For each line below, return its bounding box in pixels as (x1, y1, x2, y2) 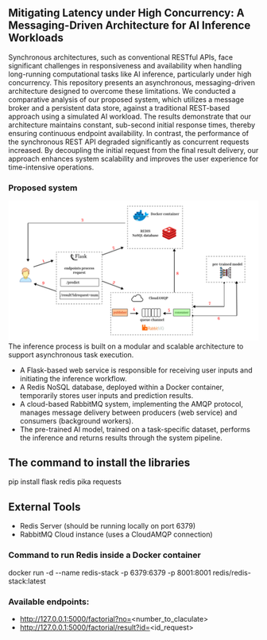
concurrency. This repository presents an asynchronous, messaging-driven (8, 77, 256, 87)
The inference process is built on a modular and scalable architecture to (8, 341, 244, 351)
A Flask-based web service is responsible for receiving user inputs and (19, 365, 253, 375)
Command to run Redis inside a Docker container (8, 549, 201, 560)
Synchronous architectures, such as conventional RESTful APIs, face (8, 52, 233, 62)
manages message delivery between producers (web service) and (19, 408, 238, 417)
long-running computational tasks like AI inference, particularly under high (8, 69, 252, 79)
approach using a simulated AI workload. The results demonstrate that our (8, 111, 252, 121)
